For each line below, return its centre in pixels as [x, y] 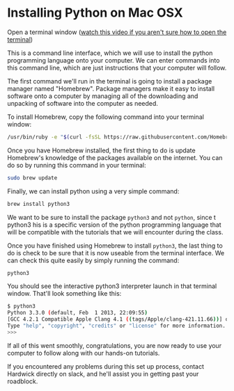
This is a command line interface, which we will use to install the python [110, 53]
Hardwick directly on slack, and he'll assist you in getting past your [103, 374]
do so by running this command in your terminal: [77, 165]
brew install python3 [39, 204]
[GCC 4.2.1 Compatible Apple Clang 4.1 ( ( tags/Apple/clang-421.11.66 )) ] [115, 319]
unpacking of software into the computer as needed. [83, 103]
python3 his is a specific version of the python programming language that [114, 225]
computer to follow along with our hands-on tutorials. [84, 353]
